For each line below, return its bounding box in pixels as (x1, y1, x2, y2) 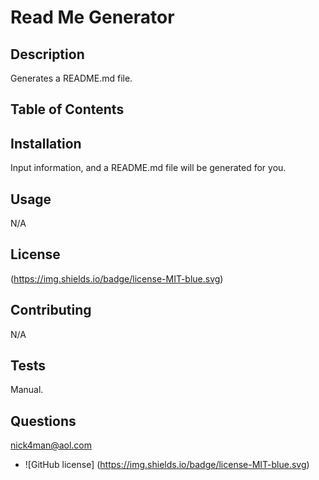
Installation (10, 135, 82, 152)
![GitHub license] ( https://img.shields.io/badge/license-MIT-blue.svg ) (24, 459, 310, 471)
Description (10, 46, 85, 63)
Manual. (10, 384, 44, 396)
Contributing (10, 302, 92, 319)
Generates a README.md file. (10, 72, 133, 84)
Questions (10, 412, 77, 430)
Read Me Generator (10, 6, 175, 29)
